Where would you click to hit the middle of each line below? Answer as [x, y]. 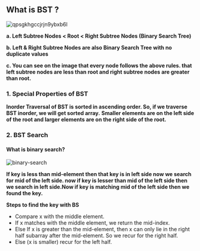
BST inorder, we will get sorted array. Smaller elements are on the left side [100, 113]
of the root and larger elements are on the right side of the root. [86, 120]
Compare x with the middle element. [60, 217]
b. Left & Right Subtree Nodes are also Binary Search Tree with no [89, 47]
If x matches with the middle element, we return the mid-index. [92, 223]
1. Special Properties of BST [47, 93]
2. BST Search [27, 135]
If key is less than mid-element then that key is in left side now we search [99, 174]
